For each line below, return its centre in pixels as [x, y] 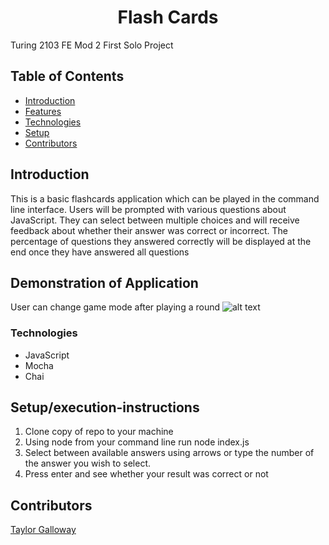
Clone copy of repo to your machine [99, 432]
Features [43, 111]
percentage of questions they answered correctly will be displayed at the [161, 241]
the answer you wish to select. [88, 463]
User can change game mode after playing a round [115, 307]
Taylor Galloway [43, 530]
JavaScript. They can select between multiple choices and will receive [155, 220]
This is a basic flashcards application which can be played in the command [165, 198]
